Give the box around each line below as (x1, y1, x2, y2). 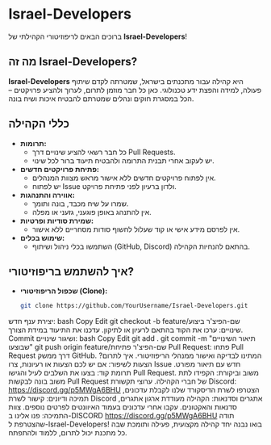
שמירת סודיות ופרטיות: (19, 216, 94, 225)
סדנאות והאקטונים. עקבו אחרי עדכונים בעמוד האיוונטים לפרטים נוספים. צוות (8, 402, 238, 412)
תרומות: (19, 138, 47, 148)
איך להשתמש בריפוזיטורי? (8, 264, 135, 279)
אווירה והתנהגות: (19, 190, 75, 199)
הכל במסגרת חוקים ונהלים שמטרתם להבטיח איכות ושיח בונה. (8, 94, 194, 103)
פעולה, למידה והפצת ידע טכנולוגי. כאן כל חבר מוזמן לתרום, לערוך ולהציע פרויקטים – (8, 85, 262, 94)
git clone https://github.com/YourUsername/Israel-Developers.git (19, 302, 248, 310)
